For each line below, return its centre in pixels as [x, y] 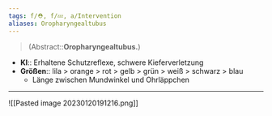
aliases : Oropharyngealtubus [57, 24]
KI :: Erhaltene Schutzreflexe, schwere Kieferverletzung [112, 62]
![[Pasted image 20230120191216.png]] [74, 103]
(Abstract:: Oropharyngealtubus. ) [84, 46]
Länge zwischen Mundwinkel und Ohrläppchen [111, 79]
